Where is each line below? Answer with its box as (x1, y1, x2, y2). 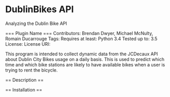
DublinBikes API (5, 4, 74, 15)
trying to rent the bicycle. (5, 67, 58, 73)
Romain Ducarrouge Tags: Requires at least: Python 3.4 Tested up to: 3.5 (5, 36, 158, 42)
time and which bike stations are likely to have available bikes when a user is (5, 61, 165, 68)
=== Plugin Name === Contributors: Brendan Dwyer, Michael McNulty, (5, 30, 153, 36)
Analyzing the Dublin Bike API (5, 20, 67, 26)
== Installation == (5, 86, 43, 92)
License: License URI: (5, 41, 51, 47)
